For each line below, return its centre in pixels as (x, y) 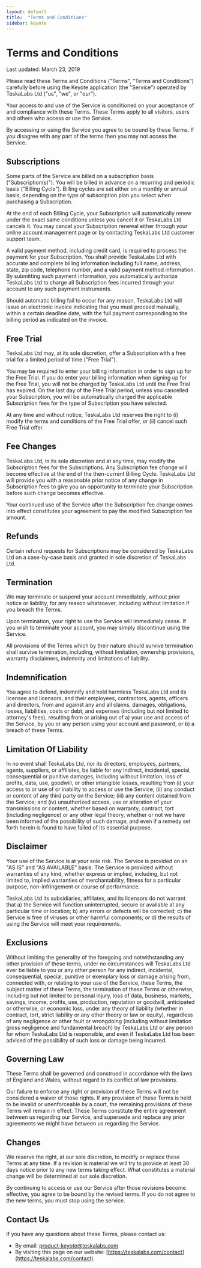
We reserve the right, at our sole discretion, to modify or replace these (93, 1157)
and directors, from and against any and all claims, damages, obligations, (97, 705)
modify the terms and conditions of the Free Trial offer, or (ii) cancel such (97, 421)
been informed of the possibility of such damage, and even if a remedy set (98, 821)
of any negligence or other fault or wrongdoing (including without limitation (99, 1021)
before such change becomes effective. (55, 493)
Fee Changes (31, 447)
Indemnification (37, 677)
